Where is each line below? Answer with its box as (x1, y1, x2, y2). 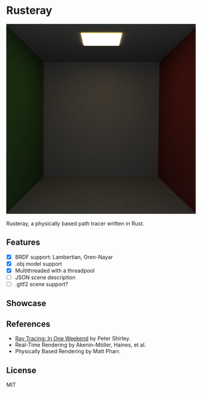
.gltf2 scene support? (14, 281, 69, 288)
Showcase (6, 298, 47, 309)
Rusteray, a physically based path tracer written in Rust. (6, 219, 144, 227)
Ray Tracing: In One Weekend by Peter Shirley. (14, 335, 131, 342)
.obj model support (14, 260, 63, 267)
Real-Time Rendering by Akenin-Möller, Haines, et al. (14, 341, 146, 348)
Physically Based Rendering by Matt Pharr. (14, 348, 121, 355)
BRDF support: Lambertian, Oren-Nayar (14, 253, 113, 260)
